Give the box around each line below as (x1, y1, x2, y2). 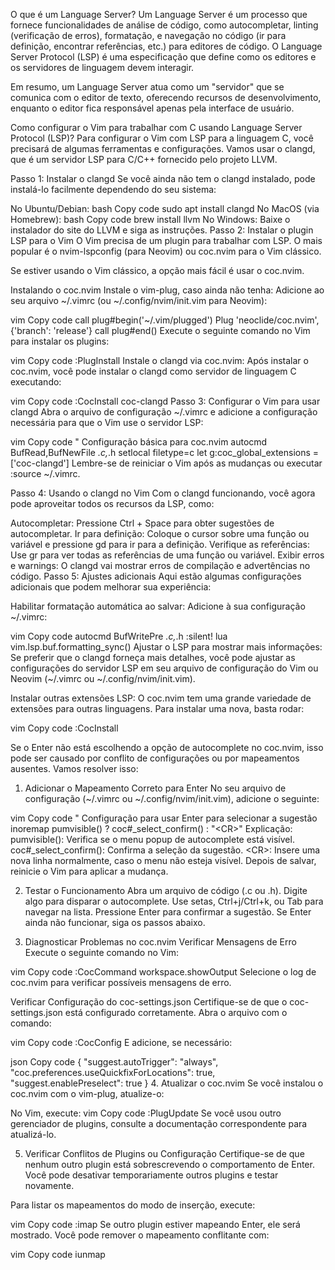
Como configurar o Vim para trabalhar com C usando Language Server (10, 122, 303, 133)
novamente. (24, 1180, 75, 1191)
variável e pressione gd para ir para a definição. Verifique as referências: (10, 539, 311, 550)
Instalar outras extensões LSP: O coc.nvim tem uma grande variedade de (10, 692, 312, 704)
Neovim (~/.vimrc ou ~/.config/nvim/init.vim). (10, 673, 196, 684)
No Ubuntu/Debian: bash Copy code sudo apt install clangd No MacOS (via (10, 203, 320, 214)
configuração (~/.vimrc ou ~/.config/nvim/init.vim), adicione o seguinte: (24, 793, 320, 804)
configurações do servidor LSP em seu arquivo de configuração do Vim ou (10, 662, 319, 674)
